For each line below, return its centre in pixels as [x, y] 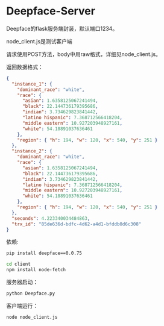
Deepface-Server [51, 11]
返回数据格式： [25, 67]
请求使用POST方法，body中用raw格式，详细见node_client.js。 [84, 54]
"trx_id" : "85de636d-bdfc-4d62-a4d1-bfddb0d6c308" [77, 224]
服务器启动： [22, 282]
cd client [19, 264]
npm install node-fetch [36, 270]
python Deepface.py [31, 293]
